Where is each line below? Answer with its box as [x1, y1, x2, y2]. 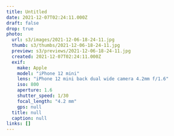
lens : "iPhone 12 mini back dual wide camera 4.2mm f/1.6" [17, 76, 169, 82]
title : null [11, 110, 42, 116]
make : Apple [17, 64, 47, 71]
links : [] [6, 121, 31, 127]
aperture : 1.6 [17, 87, 53, 93]
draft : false [6, 20, 39, 26]
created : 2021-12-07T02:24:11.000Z [11, 54, 101, 60]
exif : [11, 59, 26, 65]
